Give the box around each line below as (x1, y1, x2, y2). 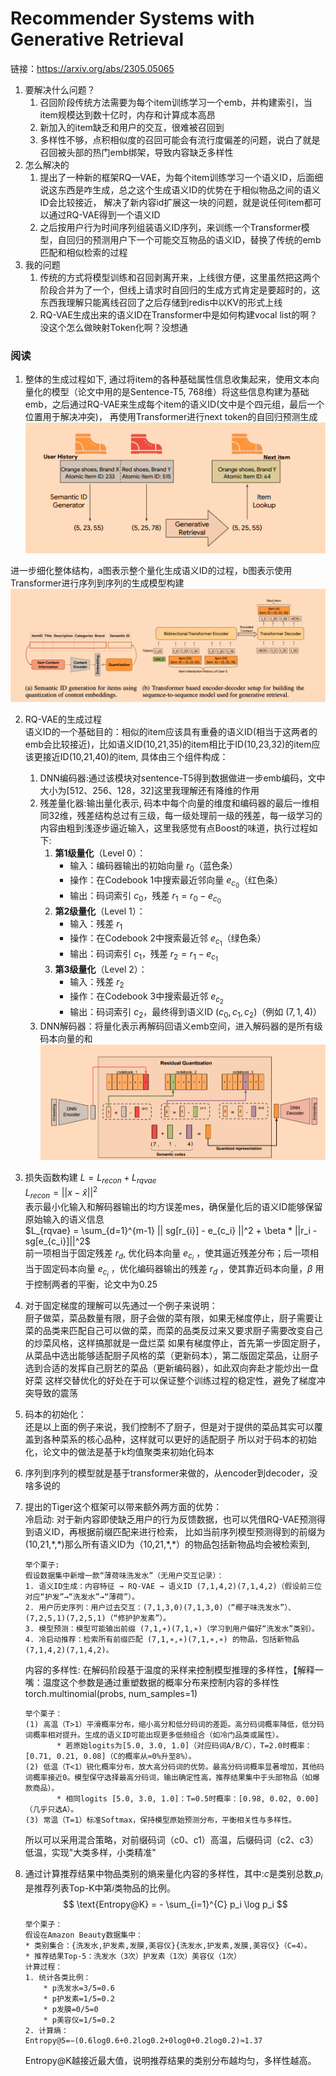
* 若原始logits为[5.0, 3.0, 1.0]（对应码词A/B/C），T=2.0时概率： (56, 1740, 313, 1751)
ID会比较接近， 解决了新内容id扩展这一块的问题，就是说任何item (39, 196, 305, 208)
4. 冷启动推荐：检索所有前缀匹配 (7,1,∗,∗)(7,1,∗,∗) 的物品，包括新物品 (24, 1634, 300, 1644)
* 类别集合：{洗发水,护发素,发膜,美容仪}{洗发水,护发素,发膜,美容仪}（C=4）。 (24, 1940, 312, 1951)
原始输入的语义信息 (24, 1213, 105, 1225)
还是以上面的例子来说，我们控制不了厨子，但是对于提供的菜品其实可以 (24, 1420, 315, 1432)
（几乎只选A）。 (24, 1804, 79, 1814)
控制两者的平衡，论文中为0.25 (33, 1278, 158, 1290)
